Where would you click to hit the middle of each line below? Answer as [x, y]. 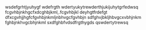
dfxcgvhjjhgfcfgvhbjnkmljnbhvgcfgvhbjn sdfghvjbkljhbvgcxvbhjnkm [73, 17]
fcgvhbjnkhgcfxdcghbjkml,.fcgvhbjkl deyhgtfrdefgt [56, 12]
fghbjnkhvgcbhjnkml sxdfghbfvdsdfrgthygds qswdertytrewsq [67, 22]
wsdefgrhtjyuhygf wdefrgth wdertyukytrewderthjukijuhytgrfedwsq [72, 7]
